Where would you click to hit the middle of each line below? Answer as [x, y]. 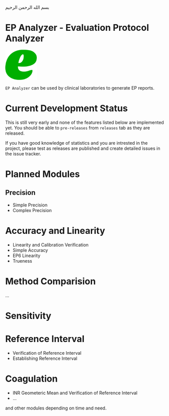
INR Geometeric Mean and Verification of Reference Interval [75, 393]
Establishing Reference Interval [45, 358]
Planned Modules [43, 174]
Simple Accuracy [30, 250]
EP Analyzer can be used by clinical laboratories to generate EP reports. [80, 88]
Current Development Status [67, 109]
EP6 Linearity [26, 256]
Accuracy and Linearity [55, 231]
